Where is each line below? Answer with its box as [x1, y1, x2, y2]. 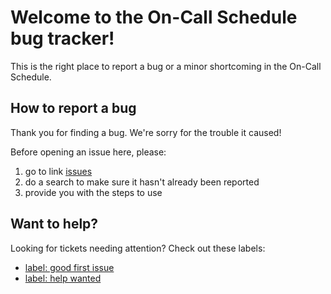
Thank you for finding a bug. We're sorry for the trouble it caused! [10, 126, 282, 138]
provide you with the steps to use [24, 186, 163, 198]
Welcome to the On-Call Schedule [10, 6, 298, 29]
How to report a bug [10, 100, 137, 117]
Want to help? [10, 216, 99, 233]
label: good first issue [24, 261, 115, 273]
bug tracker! [10, 27, 115, 50]
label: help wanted [24, 272, 102, 284]
